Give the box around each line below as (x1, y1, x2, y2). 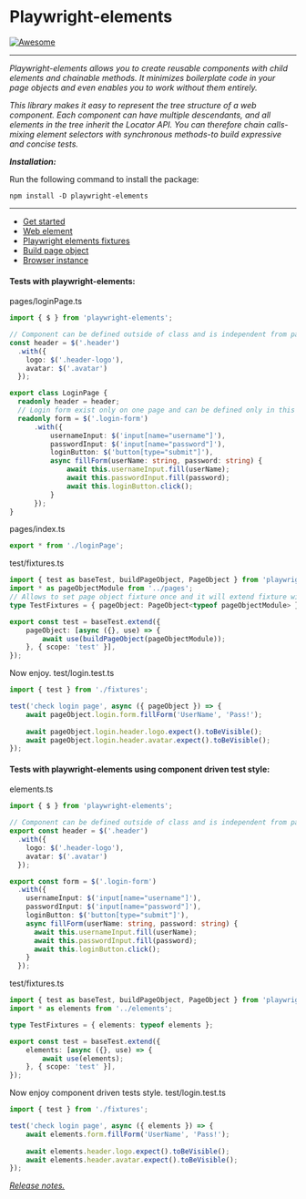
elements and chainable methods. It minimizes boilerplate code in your (9, 72, 276, 83)
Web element (22, 225, 73, 236)
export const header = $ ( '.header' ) (9, 826, 148, 835)
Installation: (9, 156, 56, 167)
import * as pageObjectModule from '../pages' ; (9, 584, 194, 593)
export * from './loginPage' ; (9, 541, 125, 550)
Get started (22, 216, 66, 227)
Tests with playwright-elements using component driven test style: (9, 763, 270, 774)
